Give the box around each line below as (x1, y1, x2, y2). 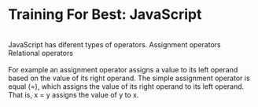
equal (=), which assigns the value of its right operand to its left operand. (8, 81, 245, 91)
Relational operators (8, 48, 73, 57)
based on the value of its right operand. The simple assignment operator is (8, 73, 250, 83)
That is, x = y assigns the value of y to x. (8, 90, 139, 99)
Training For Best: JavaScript (8, 6, 202, 24)
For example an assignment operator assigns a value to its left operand (8, 65, 238, 74)
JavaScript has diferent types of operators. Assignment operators (8, 39, 222, 49)
